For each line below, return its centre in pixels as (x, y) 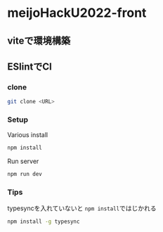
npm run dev (25, 174)
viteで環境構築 (39, 40)
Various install (27, 135)
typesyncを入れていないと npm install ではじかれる (82, 208)
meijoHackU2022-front (77, 13)
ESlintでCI (30, 66)
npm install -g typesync (44, 222)
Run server (23, 161)
